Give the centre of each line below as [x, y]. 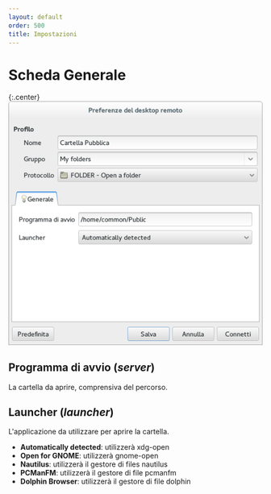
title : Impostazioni [43, 34]
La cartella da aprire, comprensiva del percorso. [88, 387]
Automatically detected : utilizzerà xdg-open [95, 447]
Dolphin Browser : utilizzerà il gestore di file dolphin [105, 482]
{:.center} [24, 98]
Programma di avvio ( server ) [82, 368]
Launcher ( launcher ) [61, 412]
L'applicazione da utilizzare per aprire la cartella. [89, 432]
